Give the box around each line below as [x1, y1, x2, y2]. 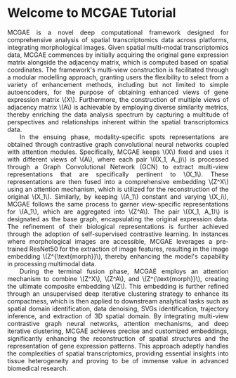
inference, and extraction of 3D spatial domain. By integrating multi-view [7, 311, 229, 320]
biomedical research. [7, 364, 69, 372]
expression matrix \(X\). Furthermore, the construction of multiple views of [7, 95, 229, 103]
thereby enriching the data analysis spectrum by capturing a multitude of [7, 110, 229, 119]
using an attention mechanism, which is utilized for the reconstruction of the [7, 185, 229, 193]
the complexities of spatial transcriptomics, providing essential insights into [7, 349, 229, 358]
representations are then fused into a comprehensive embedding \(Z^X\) [7, 177, 229, 185]
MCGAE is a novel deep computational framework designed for [7, 28, 229, 37]
